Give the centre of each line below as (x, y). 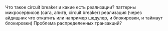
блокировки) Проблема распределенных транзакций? (63, 23)
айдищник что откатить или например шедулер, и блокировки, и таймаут (84, 18)
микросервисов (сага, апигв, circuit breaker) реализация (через (73, 12)
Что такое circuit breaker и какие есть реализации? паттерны (71, 7)
